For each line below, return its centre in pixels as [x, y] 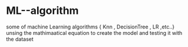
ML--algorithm [43, 11]
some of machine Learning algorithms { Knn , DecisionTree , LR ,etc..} [90, 27]
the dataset [20, 39]
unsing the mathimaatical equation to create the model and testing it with [94, 32]
